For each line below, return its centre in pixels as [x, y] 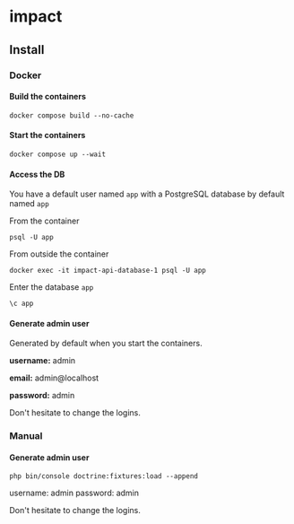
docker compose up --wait [57, 154]
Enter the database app [52, 287]
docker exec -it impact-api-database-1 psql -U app [108, 271]
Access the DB [37, 174]
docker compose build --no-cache [72, 115]
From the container [44, 221]
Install [27, 50]
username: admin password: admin [74, 493]
